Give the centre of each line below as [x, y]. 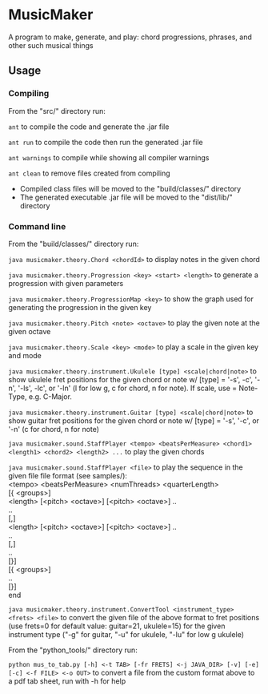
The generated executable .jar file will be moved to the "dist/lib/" [126, 197]
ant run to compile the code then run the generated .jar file [106, 142]
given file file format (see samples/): [68, 475]
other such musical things [51, 45]
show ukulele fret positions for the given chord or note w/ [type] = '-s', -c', [131, 379]
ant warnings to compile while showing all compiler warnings [109, 157]
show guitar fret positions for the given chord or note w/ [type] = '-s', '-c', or [134, 420]
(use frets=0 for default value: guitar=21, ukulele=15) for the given [117, 626]
